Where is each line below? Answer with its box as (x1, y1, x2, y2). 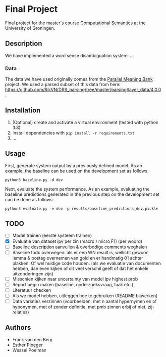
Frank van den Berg (12, 336, 53, 342)
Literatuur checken (12, 287, 51, 293)
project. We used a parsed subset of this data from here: (5, 82, 121, 88)
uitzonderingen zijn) (12, 270, 54, 276)
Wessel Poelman (12, 347, 47, 353)
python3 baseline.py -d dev (5, 177, 63, 182)
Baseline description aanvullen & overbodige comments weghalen (12, 244, 147, 250)
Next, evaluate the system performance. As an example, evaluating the (5, 186, 150, 192)
